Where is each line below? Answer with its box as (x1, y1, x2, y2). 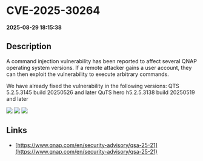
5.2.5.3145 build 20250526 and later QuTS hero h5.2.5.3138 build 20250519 (6, 89, 195, 96)
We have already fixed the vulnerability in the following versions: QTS (6, 82, 180, 89)
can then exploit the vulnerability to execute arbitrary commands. (6, 70, 169, 78)
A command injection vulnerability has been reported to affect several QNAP (6, 57, 197, 64)
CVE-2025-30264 (6, 4, 101, 18)
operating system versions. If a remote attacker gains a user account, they (6, 64, 192, 71)
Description (6, 41, 52, 52)
